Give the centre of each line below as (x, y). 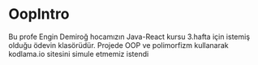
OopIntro (39, 14)
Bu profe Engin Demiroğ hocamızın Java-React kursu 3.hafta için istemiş (129, 37)
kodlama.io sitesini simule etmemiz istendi (79, 54)
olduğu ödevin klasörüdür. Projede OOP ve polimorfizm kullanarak (118, 45)
